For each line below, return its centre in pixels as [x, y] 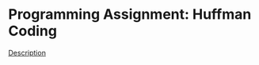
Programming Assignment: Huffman [130, 14]
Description [27, 52]
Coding [33, 31]
